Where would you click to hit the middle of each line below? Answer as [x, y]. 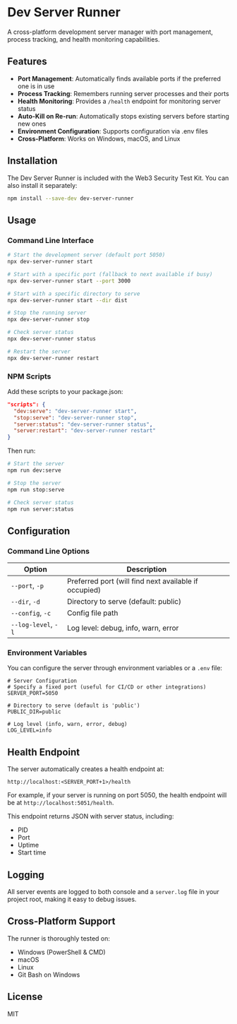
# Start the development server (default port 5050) [86, 255]
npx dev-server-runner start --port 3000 [69, 281]
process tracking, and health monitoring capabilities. [84, 39]
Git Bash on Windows [49, 975]
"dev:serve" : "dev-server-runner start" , [75, 411]
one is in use [36, 86]
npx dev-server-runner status [52, 339]
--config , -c [31, 613]
